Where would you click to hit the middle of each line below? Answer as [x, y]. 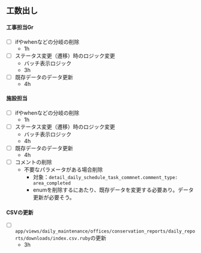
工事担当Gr [20, 27]
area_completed [52, 183]
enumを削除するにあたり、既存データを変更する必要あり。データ [113, 190]
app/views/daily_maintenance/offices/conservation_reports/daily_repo [105, 231]
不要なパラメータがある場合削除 [63, 169]
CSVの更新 [20, 212]
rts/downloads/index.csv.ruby [53, 239]
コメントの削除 [33, 162]
